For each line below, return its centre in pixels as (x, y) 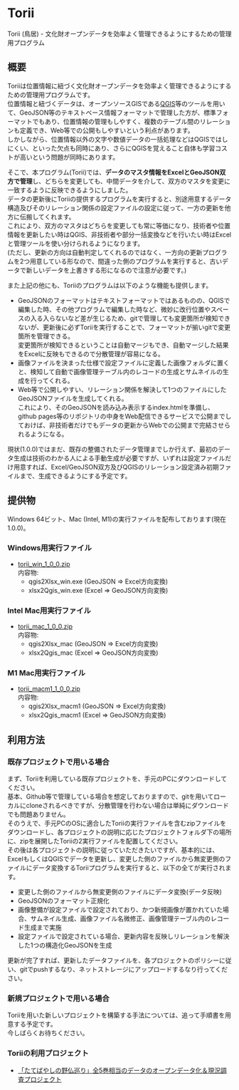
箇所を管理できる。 (46, 336)
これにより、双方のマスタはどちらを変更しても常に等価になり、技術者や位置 (119, 225)
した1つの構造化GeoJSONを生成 (65, 945)
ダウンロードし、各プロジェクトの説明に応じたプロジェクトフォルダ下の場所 (119, 832)
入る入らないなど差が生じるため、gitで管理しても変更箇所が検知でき (131, 318)
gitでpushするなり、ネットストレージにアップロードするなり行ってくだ (124, 970)
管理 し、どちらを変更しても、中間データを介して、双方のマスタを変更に (125, 181)
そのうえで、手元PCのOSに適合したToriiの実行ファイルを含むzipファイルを (117, 824)
